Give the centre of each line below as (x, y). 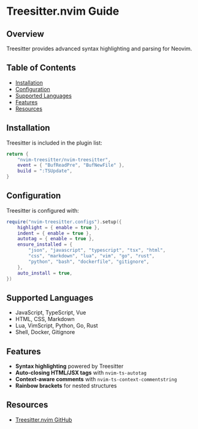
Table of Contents (41, 68)
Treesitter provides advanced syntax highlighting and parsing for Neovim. (99, 48)
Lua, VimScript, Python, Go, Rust (56, 325)
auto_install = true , (45, 273)
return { (17, 154)
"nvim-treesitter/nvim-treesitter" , (64, 160)
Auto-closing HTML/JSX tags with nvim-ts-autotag (81, 373)
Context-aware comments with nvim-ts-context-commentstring (96, 379)
